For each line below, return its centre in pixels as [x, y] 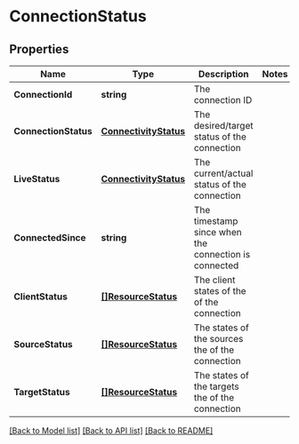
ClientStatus [41, 297]
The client [214, 280]
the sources [218, 339]
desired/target [223, 126]
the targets [216, 386]
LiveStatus [37, 179]
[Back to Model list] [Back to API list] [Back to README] [111, 431]
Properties [39, 49]
